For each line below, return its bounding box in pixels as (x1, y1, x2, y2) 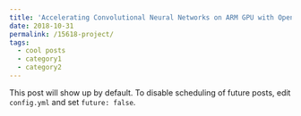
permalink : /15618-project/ (9, 29, 115, 38)
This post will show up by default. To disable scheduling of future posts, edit (9, 87, 291, 98)
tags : (9, 37, 30, 47)
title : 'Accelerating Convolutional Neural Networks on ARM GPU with (9, 12, 275, 22)
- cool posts (17, 46, 66, 55)
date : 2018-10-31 (9, 21, 74, 30)
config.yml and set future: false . (9, 96, 136, 107)
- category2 (17, 63, 63, 72)
